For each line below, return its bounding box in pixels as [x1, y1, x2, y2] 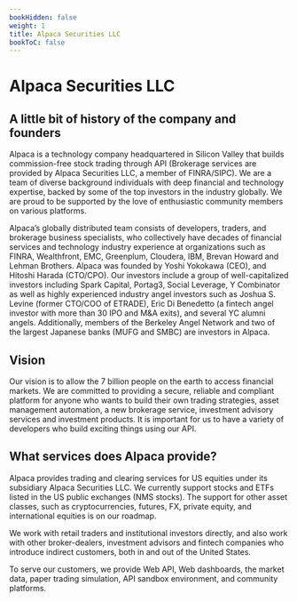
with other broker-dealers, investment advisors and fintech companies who [9, 537, 285, 548]
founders [9, 125, 61, 140]
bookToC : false [9, 37, 66, 47]
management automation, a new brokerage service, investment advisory [9, 405, 274, 415]
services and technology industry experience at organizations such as [9, 242, 266, 253]
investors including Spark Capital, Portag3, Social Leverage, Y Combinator [9, 279, 281, 290]
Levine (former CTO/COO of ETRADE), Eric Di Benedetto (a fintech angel [9, 299, 274, 309]
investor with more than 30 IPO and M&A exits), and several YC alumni [9, 308, 266, 318]
